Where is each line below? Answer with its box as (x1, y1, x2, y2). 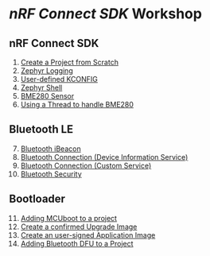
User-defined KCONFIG (20, 75, 99, 83)
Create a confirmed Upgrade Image (20, 222, 138, 231)
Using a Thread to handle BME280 (20, 100, 134, 109)
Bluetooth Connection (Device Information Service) (20, 152, 189, 161)
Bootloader (9, 192, 66, 206)
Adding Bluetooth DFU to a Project (20, 239, 134, 248)
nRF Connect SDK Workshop (9, 5, 202, 23)
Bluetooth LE (9, 122, 74, 136)
